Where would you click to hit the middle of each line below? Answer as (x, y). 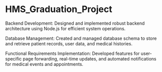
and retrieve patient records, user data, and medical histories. (69, 43)
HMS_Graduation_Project (59, 9)
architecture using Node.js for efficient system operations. (65, 28)
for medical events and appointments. (44, 64)
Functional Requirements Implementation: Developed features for (72, 53)
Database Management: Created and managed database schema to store (81, 38)
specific (14, 58)
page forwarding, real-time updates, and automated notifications (90, 58)
